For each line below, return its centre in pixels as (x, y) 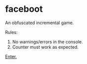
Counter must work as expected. (45, 47)
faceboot (24, 9)
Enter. (11, 56)
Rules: (12, 32)
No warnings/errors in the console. (47, 42)
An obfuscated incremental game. (40, 23)
